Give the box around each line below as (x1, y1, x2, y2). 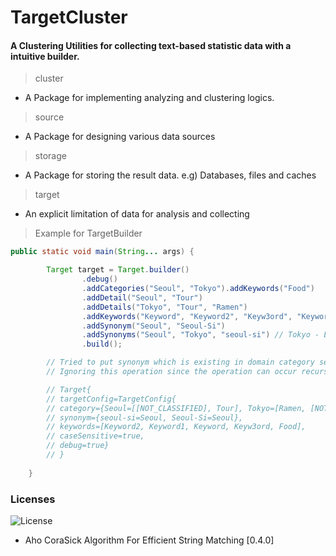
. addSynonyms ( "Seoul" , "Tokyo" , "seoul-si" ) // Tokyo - (81, 330, 320, 340)
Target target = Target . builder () (46, 265, 190, 275)
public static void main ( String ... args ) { (10, 247, 195, 257)
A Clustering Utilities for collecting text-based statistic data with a (10, 39, 292, 51)
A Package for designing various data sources (24, 131, 216, 143)
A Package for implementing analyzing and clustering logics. (24, 92, 275, 104)
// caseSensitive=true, (46, 431, 145, 441)
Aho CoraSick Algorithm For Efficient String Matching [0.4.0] (24, 534, 275, 546)
